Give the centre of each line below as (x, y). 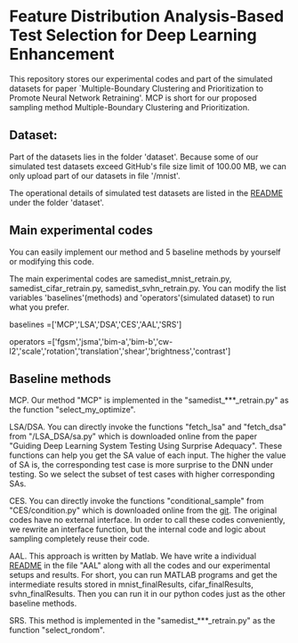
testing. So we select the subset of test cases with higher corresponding (142, 475)
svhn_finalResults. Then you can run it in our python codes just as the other (148, 594)
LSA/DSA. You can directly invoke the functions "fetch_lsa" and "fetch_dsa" (148, 427)
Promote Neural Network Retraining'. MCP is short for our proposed (133, 98)
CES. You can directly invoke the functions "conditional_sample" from (137, 501)
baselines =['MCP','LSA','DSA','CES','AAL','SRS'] (96, 324)
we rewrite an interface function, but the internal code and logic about (137, 529)
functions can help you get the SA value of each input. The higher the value (148, 455)
